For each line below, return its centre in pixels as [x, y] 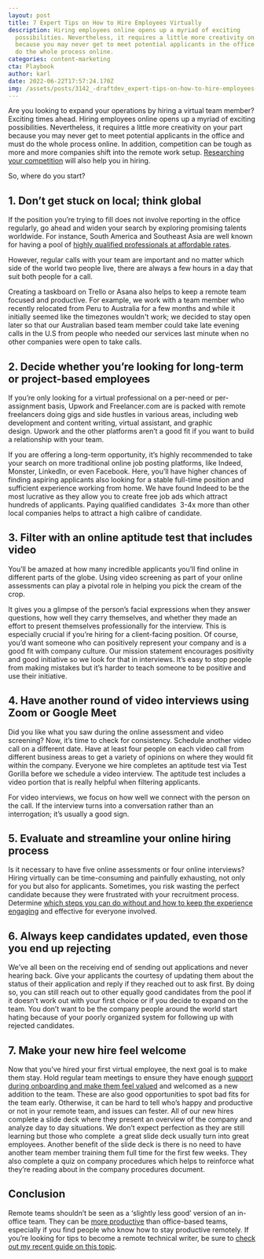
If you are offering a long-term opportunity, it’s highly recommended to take [130, 455]
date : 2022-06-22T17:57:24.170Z [61, 81]
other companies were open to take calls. [75, 342]
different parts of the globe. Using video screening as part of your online [126, 577]
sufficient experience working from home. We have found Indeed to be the [129, 488]
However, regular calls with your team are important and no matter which [126, 260]
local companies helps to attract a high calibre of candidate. [105, 513]
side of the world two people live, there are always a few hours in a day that [130, 269]
